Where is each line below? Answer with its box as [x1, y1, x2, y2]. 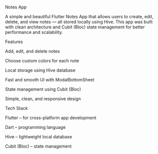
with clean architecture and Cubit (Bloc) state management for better [5, 24, 145, 30]
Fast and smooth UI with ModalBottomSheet [5, 77, 95, 82]
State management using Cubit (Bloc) [5, 86, 81, 92]
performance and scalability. [5, 29, 63, 35]
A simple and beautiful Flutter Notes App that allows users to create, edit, [5, 14, 154, 19]
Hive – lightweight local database [5, 134, 72, 139]
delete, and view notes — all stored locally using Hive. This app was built [5, 19, 153, 25]
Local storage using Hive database [5, 67, 76, 73]
